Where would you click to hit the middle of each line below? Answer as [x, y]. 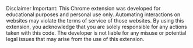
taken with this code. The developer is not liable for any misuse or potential [96, 33]
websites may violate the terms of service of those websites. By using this [95, 21]
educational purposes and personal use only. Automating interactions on [93, 14]
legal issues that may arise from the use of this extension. [75, 39]
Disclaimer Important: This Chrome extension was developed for [83, 8]
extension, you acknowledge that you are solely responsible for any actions [97, 27]
